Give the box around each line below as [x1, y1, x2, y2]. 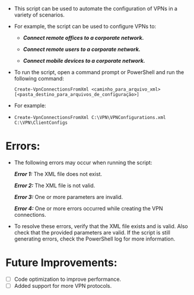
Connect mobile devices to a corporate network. [23, 57, 146, 64]
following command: [14, 75, 65, 82]
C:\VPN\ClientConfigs [14, 120, 68, 126]
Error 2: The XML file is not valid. [14, 182, 96, 189]
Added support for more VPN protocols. [14, 282, 112, 289]
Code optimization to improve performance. [14, 275, 122, 283]
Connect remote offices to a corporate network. [23, 34, 144, 41]
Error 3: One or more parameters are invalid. [14, 193, 123, 200]
